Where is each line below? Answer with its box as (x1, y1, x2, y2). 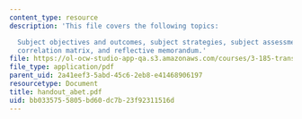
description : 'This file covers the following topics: (9, 21, 219, 30)
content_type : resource (9, 13, 99, 22)
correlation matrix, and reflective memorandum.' (17, 46, 207, 55)
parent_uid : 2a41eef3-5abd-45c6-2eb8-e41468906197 (9, 71, 203, 81)
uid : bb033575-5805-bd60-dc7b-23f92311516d (9, 96, 175, 105)
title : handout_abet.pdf (9, 87, 102, 97)
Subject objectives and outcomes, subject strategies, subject (17, 38, 259, 47)
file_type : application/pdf (9, 63, 115, 72)
